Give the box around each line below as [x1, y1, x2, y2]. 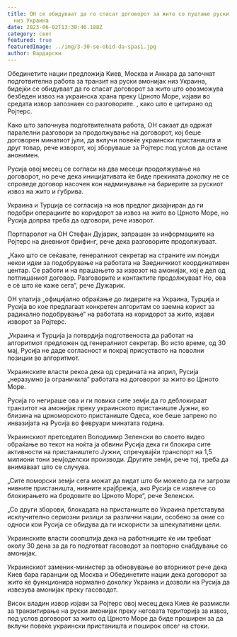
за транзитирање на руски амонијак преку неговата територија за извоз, [7, 607, 229, 615]
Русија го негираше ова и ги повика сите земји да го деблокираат [7, 396, 207, 405]
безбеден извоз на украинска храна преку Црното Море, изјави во [7, 91, 211, 100]
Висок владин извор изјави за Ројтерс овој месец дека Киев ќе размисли [7, 599, 230, 607]
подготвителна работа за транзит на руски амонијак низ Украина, [7, 77, 207, 85]
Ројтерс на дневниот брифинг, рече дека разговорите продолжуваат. [7, 237, 217, 245]
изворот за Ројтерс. [7, 317, 67, 326]
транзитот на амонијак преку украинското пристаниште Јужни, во [7, 403, 209, 412]
